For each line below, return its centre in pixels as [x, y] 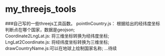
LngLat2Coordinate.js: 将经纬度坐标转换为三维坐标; [57, 42]
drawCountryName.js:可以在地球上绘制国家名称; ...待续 [61, 48]
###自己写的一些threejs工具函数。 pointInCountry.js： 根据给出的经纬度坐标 [83, 23]
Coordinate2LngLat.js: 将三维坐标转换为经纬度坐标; [57, 36]
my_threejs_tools [41, 9]
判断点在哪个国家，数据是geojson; [40, 29]
